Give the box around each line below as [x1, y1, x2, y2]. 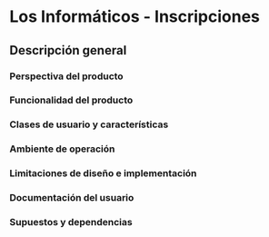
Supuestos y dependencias [9, 216, 134, 229]
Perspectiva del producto [9, 70, 125, 83]
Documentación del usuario [9, 192, 134, 204]
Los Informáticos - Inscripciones [9, 6, 261, 27]
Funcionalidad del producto [9, 94, 134, 106]
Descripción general [9, 43, 127, 58]
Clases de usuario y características [9, 118, 169, 131]
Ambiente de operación [9, 143, 115, 155]
